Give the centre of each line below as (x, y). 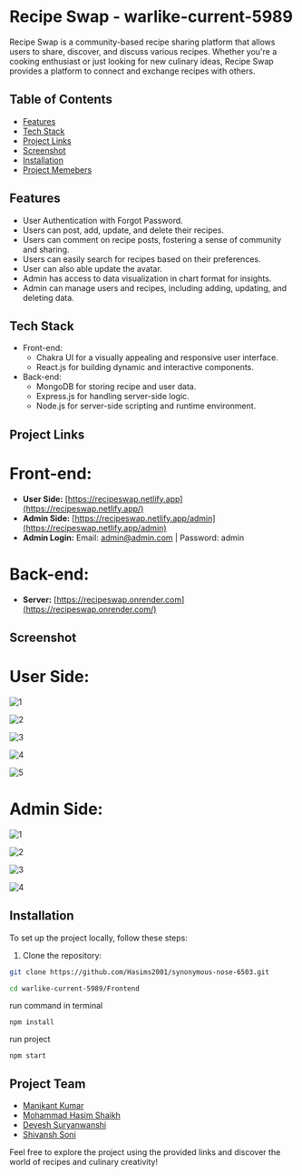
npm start (28, 1056)
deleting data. (48, 297)
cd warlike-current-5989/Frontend (75, 989)
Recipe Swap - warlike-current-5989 (151, 17)
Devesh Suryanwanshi (64, 1125)
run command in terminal (56, 1006)
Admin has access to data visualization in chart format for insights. (147, 278)
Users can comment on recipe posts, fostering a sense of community (152, 239)
